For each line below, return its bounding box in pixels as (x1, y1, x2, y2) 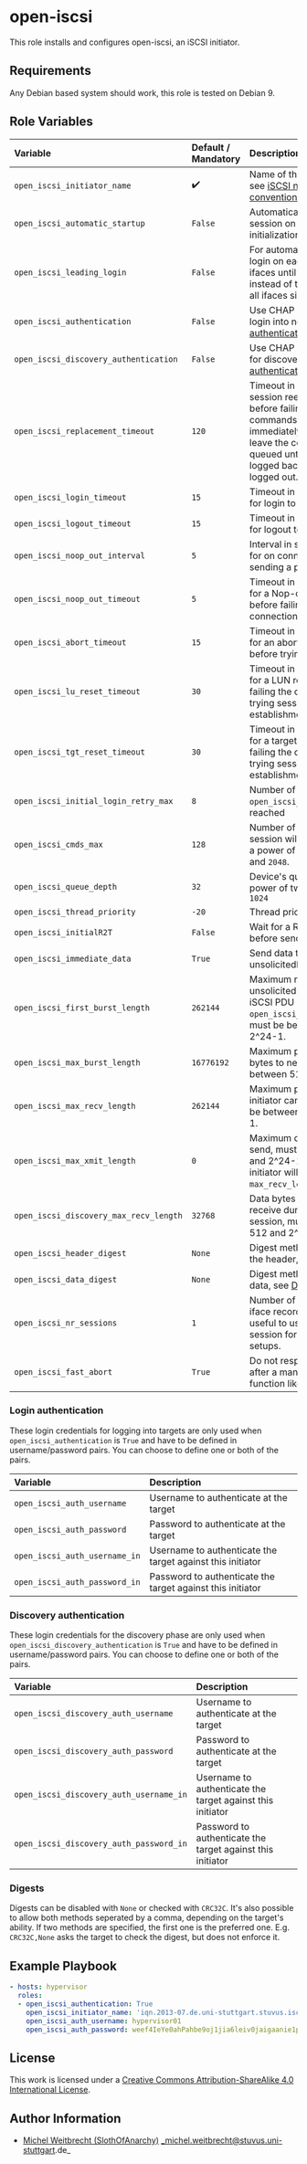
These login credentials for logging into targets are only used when (9, 1425, 262, 1436)
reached (249, 806, 286, 818)
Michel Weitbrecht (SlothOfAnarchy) (22, 2135, 160, 2146)
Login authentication (9, 1404, 104, 1417)
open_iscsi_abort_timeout (14, 637, 127, 648)
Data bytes (249, 1192, 296, 1205)
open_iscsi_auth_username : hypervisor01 (26, 2016, 182, 2025)
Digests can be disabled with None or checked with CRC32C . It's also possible (9, 1903, 294, 1914)
